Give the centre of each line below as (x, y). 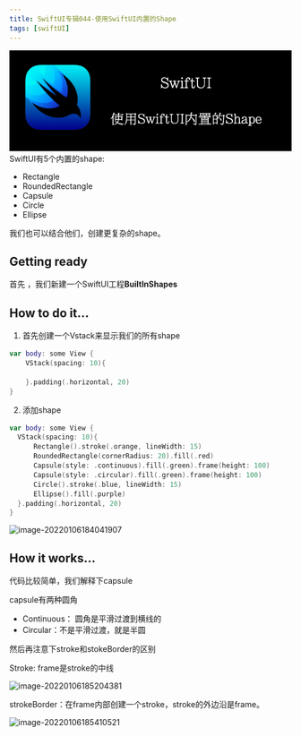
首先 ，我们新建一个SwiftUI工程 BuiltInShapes (93, 284)
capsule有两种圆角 (43, 600)
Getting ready (48, 261)
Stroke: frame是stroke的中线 (62, 668)
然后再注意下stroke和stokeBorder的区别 (83, 649)
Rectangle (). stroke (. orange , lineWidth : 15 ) (117, 447)
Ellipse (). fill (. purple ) (79, 494)
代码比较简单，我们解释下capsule (71, 581)
